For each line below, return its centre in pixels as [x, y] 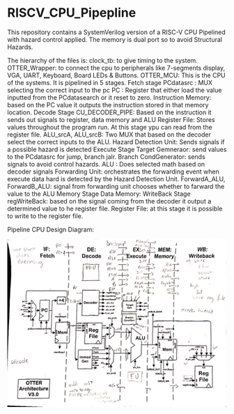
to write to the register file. [45, 216]
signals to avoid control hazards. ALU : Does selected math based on [106, 164]
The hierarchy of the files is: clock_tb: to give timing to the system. [103, 60]
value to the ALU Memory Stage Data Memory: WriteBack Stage [99, 194]
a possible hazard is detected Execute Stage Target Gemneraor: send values [117, 149]
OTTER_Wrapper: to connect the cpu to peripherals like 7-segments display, [116, 68]
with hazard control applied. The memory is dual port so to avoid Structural [115, 39]
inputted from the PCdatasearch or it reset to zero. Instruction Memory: [109, 97]
